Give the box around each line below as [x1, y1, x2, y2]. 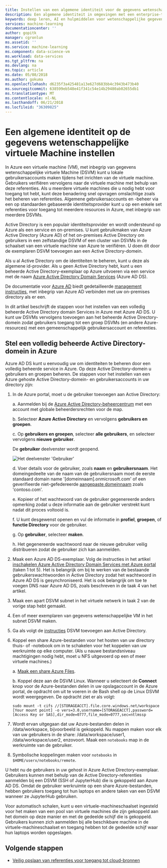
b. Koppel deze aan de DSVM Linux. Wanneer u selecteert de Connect [12, 678, 157, 684]
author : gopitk [5, 30, 37, 35]
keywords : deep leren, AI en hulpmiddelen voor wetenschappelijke [5, 16, 146, 21]
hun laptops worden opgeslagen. [5, 830, 73, 836]
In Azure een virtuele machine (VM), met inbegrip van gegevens [5, 164, 136, 170]
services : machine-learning [5, 21, 64, 26]
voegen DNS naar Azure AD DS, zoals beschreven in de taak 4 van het [12, 582, 157, 588]
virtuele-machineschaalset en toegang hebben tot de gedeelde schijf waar [5, 824, 158, 830]
